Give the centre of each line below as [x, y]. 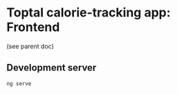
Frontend [33, 27]
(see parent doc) [30, 46]
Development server [52, 68]
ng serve [19, 84]
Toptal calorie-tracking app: [88, 13]
